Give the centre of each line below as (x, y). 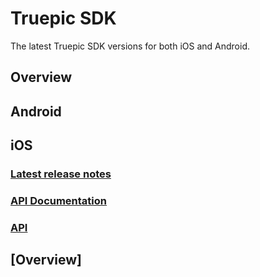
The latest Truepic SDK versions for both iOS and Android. (130, 46)
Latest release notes (61, 174)
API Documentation (59, 200)
